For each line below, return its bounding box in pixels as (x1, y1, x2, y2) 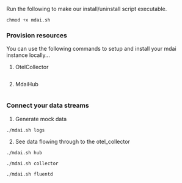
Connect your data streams (6, 101, 90, 110)
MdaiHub (15, 81, 38, 88)
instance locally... (6, 51, 50, 59)
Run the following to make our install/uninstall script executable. (6, 6, 167, 12)
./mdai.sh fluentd (6, 171, 53, 177)
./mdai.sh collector (6, 160, 59, 166)
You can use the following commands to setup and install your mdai (6, 45, 177, 53)
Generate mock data (15, 115, 67, 122)
